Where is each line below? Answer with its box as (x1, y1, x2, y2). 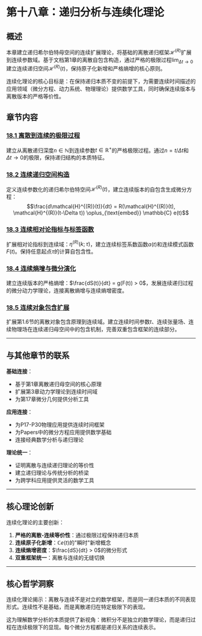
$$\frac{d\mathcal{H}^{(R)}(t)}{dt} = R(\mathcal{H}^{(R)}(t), (26, 203, 176, 210)
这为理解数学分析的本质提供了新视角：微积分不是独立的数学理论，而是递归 (6, 616, 191, 623)
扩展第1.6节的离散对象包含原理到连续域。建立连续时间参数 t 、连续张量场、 (6, 318, 189, 325)
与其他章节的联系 (6, 350, 70, 361)
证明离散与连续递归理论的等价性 (14, 461, 94, 469)
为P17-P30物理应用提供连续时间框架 (14, 421, 105, 428)
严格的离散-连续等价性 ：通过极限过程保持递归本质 (14, 531, 139, 539)
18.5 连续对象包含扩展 (6, 303, 70, 311)
